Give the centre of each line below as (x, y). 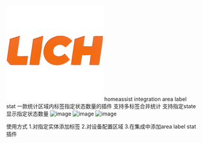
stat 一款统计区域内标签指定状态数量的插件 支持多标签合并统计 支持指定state (101, 106)
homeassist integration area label (145, 99)
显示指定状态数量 (27, 114)
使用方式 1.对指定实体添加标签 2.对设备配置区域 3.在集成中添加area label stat (101, 126)
